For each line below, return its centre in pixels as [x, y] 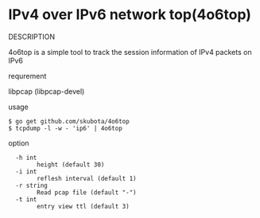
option [19, 143]
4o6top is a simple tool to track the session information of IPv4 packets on [130, 52]
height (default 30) [71, 165]
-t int [26, 199]
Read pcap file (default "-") [87, 193]
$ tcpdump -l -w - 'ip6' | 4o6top [66, 128]
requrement [27, 76]
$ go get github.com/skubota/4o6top [69, 121]
